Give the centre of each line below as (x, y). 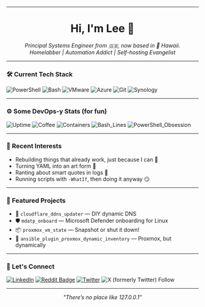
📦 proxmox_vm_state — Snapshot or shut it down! (77, 230)
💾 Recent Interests (34, 146)
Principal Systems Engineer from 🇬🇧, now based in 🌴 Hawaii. (103, 45)
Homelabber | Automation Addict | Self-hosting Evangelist (103, 52)
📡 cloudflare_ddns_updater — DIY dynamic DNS (76, 214)
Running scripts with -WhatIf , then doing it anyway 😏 (82, 179)
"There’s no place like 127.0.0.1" (103, 297)
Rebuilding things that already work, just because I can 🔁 (87, 159)
